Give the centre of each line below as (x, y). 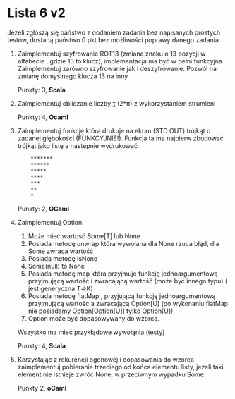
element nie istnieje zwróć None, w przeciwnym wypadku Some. (112, 374)
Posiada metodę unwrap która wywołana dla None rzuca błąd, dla (123, 243)
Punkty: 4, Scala (41, 345)
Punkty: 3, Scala (41, 90)
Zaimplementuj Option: (51, 222)
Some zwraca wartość (61, 251)
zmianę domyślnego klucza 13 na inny (73, 76)
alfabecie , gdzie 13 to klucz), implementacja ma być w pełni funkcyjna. (121, 61)
